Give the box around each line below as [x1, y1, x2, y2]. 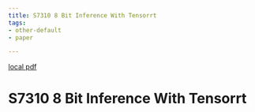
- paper [8, 33, 34, 42]
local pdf [8, 62, 37, 72]
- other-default [8, 26, 62, 34]
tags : [8, 19, 26, 27]
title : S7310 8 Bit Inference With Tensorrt [8, 11, 157, 20]
